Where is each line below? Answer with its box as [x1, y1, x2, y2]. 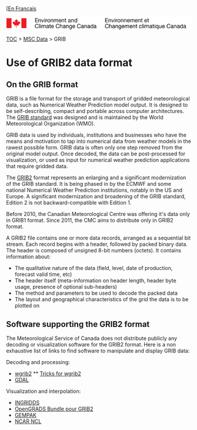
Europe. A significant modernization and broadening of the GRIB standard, [6, 193, 186, 200]
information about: [6, 253, 51, 261]
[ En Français [6, 5, 36, 12]
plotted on [14, 302, 40, 309]
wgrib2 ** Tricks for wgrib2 [14, 370, 81, 377]
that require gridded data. [6, 163, 68, 170]
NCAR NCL [14, 418, 42, 425]
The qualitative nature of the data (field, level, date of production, [14, 265, 173, 272]
